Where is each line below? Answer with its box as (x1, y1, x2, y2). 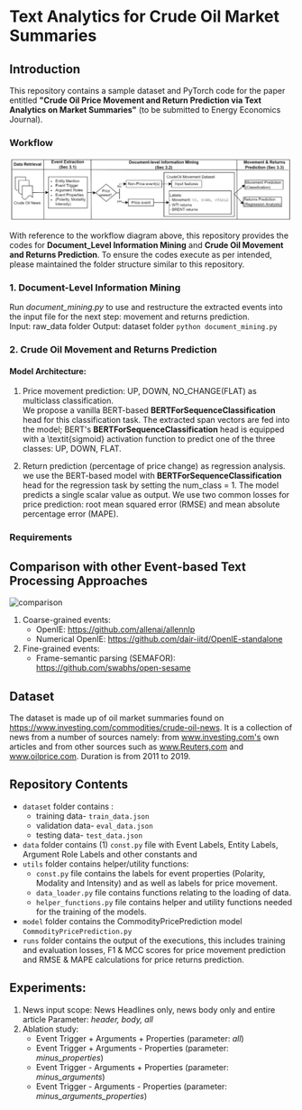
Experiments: (9, 980, 87, 995)
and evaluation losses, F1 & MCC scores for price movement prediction (22, 944, 286, 955)
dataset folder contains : (22, 801, 114, 812)
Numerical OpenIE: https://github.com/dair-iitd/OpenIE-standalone (35, 634, 283, 645)
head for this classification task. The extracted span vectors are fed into (22, 415, 290, 426)
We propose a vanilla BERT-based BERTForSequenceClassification (22, 405, 276, 416)
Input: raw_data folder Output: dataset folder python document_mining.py (9, 321, 278, 332)
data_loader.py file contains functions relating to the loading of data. (35, 886, 291, 898)
